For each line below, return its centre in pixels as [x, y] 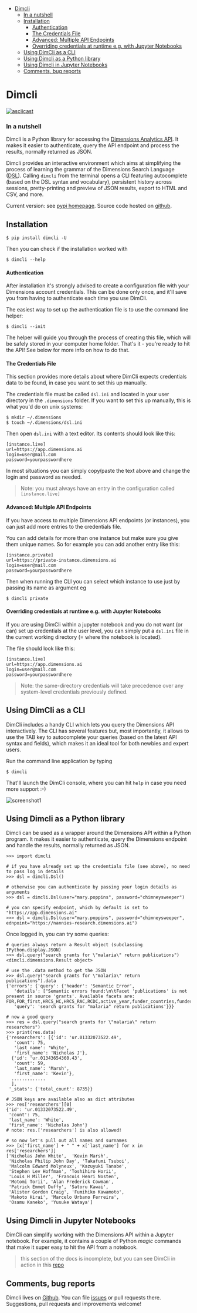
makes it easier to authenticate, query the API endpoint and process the [93, 145]
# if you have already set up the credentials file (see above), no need [98, 867]
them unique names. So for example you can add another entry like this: [93, 544]
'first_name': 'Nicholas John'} [48, 1125]
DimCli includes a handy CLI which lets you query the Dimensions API [90, 724]
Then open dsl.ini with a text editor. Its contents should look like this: [91, 434]
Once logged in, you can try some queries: [58, 934]
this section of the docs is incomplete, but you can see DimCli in [98, 1259]
